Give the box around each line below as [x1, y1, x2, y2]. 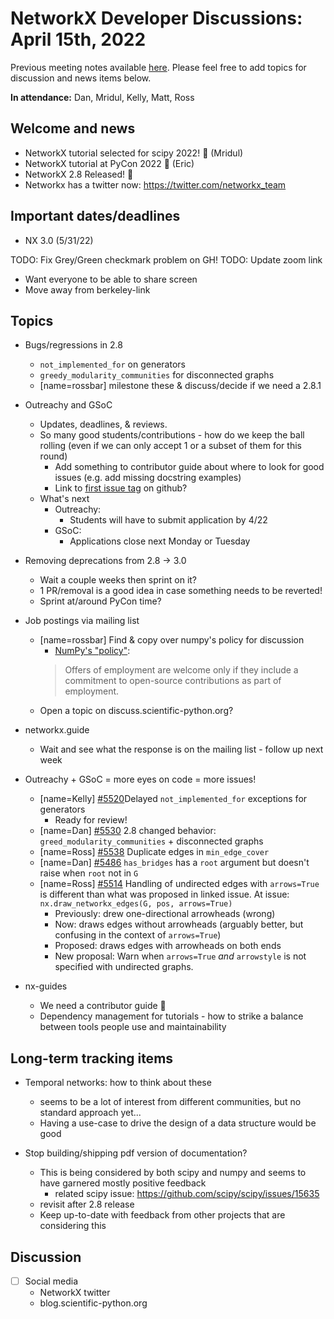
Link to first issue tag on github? [54, 482, 188, 494]
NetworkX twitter [39, 1287, 111, 1299]
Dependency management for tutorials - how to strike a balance [39, 1010, 304, 1022]
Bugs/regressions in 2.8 [24, 339, 123, 351]
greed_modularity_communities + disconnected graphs [39, 835, 264, 847]
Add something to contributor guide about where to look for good [54, 461, 325, 473]
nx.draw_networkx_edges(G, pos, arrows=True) [39, 899, 233, 909]
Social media [24, 1275, 78, 1287]
